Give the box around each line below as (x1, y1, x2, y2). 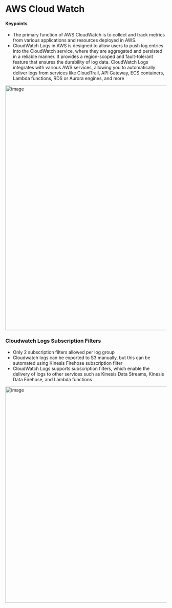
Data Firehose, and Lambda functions (12, 376, 92, 382)
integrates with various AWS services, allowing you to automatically (12, 65, 156, 71)
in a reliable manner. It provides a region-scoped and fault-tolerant (12, 53, 154, 60)
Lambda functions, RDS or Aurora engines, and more (12, 75, 124, 82)
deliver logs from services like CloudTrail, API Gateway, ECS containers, (12, 70, 165, 76)
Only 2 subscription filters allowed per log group (12, 349, 115, 355)
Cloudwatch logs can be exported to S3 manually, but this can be (12, 355, 151, 361)
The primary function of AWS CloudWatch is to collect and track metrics (12, 32, 165, 38)
